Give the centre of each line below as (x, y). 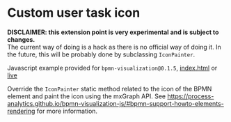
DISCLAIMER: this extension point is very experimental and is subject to (113, 32)
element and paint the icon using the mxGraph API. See (86, 96)
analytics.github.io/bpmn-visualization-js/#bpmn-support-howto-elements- (115, 103)
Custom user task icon (74, 13)
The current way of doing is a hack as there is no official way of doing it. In (114, 47)
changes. (21, 39)
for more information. (67, 111)
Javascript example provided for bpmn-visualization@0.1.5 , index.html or (112, 68)
